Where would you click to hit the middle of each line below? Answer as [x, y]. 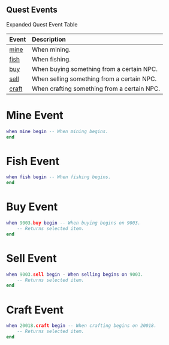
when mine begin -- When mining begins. [58, 131]
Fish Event [33, 161]
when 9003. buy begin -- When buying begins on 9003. [73, 223]
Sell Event [31, 258]
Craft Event [35, 310]
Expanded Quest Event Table [42, 24]
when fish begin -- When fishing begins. [59, 177]
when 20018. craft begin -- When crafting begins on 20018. [82, 326]
